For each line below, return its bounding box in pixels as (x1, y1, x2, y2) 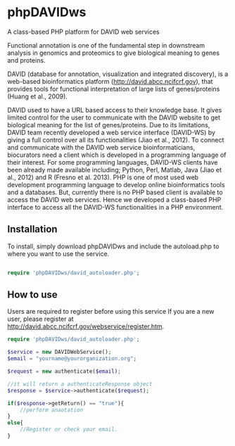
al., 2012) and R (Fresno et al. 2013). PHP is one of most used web (7, 173, 199, 181)
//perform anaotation (20, 406, 83, 414)
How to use (7, 289, 58, 301)
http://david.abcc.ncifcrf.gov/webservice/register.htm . (7, 322, 165, 331)
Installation (7, 223, 58, 236)
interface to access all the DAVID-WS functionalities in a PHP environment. (7, 203, 224, 211)
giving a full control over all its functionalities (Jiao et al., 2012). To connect (7, 135, 224, 144)
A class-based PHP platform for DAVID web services (7, 27, 160, 36)
